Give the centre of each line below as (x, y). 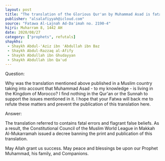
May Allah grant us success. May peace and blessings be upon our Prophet (82, 148)
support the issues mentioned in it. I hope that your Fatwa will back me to (79, 99)
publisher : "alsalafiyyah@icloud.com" (45, 19)
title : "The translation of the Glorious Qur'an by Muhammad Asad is (78, 14)
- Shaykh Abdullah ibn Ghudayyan (41, 55)
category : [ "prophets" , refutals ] (41, 37)
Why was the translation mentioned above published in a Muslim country (79, 83)
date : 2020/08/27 (23, 32)
